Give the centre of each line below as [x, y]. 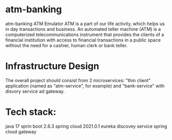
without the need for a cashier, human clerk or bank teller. [66, 45]
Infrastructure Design [52, 66]
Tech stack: [31, 112]
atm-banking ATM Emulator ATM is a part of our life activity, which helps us [85, 24]
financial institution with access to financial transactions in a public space [83, 40]
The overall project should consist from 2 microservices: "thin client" [78, 80]
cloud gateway [21, 131]
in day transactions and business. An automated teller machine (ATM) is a [83, 29]
